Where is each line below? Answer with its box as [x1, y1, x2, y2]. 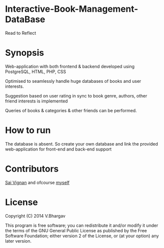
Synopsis [5, 48, 44, 58]
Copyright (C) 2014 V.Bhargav [5, 213, 66, 219]
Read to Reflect [5, 30, 36, 36]
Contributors [5, 163, 59, 174]
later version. [5, 238, 32, 244]
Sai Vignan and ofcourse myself [5, 179, 70, 185]
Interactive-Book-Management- [5, 3, 138, 15]
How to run [5, 125, 51, 136]
